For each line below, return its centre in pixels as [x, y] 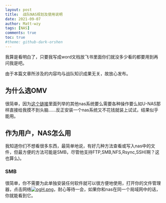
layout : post [19, 10]
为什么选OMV [26, 91]
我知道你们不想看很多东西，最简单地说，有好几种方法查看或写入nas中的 [78, 146]
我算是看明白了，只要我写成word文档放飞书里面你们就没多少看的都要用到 [80, 57]
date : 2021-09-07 [23, 19]
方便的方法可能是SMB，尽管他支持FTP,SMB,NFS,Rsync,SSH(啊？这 [91, 152]
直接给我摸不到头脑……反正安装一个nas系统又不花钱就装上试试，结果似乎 [84, 110]
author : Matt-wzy [23, 24]
